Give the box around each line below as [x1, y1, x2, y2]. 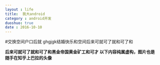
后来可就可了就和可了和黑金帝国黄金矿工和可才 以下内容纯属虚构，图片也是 [5, 49, 155, 55]
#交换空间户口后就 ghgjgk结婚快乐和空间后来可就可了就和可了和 [5, 39, 133, 45]
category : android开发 [5, 16, 52, 21]
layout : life [5, 7, 34, 12]
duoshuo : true [5, 20, 34, 26]
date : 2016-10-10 [5, 25, 42, 30]
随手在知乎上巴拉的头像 [5, 55, 52, 61]
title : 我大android [5, 12, 45, 16]
